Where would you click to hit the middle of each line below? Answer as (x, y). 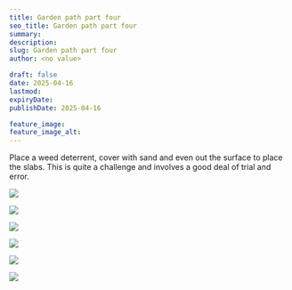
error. (19, 177)
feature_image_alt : (45, 133)
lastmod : (25, 91)
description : (33, 42)
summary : (25, 34)
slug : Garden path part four (63, 51)
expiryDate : (31, 100)
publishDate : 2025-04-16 (55, 108)
